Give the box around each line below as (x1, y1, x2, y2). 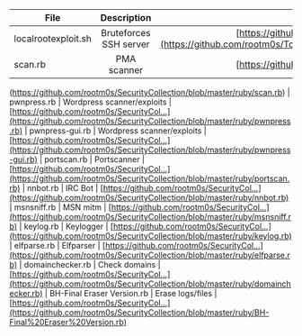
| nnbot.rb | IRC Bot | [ (22, 183, 103, 193)
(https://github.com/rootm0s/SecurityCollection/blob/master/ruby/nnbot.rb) (9, 193, 289, 203)
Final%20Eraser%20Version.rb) (9, 317, 128, 327)
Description (100, 12, 152, 23)
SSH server (102, 38, 150, 50)
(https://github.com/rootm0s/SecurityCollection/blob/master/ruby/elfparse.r (9, 250, 290, 260)
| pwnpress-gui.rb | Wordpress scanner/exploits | (23, 125, 207, 136)
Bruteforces (101, 27, 151, 39)
